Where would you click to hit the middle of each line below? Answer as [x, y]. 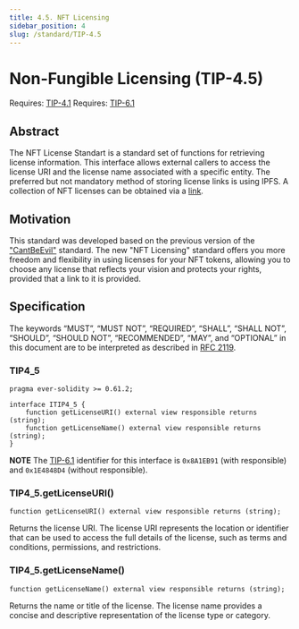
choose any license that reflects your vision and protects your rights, [136, 268]
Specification [47, 306]
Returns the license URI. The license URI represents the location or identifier [149, 528]
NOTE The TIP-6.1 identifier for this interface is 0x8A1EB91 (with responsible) [148, 461]
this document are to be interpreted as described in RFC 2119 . [123, 347]
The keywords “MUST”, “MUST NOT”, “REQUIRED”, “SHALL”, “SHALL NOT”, [148, 328]
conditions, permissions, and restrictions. [85, 548]
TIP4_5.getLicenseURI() [62, 493]
